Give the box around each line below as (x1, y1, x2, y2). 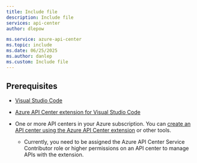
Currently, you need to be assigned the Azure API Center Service (23, 138, 185, 146)
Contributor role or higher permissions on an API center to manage (23, 145, 189, 152)
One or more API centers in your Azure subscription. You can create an (14, 120, 191, 128)
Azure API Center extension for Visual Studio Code (14, 109, 141, 116)
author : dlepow (6, 25, 44, 32)
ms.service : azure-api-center (6, 37, 82, 43)
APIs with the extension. (23, 151, 84, 158)
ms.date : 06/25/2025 (6, 48, 58, 54)
